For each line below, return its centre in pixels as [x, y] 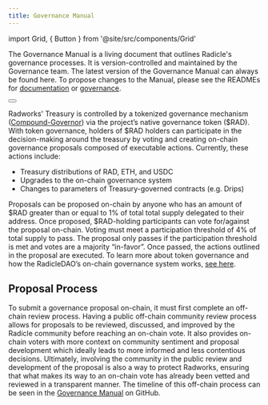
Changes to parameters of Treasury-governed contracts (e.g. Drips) [132, 188]
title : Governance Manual [51, 16]
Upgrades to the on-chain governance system [96, 180]
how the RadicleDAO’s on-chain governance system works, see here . [122, 263]
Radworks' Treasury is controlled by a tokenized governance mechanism [128, 114]
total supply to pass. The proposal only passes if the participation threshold [133, 238]
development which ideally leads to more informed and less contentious [127, 351]
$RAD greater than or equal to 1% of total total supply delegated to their [126, 212]
